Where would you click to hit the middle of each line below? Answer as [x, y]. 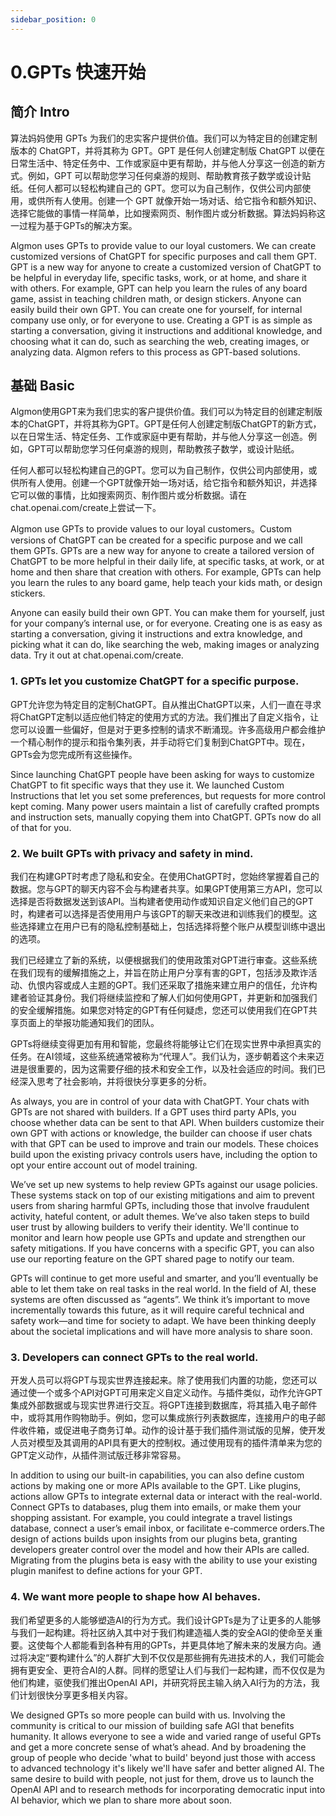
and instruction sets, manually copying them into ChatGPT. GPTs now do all [166, 817]
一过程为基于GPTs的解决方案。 [74, 225]
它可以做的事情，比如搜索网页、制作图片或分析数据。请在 [128, 495]
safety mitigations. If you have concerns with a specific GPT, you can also [162, 1248]
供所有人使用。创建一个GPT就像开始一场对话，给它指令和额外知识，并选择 [164, 483]
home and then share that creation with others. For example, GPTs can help [166, 572]
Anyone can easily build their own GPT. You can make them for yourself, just [167, 613]
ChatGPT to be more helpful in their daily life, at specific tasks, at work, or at [167, 562]
